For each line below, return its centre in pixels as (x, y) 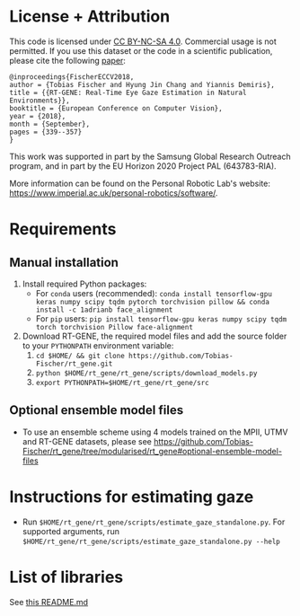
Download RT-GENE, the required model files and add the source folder (154, 336)
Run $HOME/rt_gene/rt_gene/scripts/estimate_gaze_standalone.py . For (154, 522)
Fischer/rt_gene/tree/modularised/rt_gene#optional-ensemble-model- (152, 451)
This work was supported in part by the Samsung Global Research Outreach (150, 156)
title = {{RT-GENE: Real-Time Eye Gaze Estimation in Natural (128, 92)
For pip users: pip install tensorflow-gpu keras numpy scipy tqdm (161, 318)
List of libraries (66, 577)
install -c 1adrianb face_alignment (104, 310)
